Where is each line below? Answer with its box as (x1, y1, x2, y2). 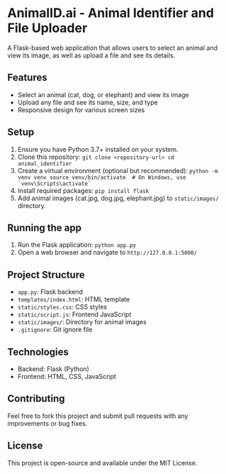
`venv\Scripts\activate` (17, 180, 91, 187)
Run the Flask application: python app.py (17, 241, 137, 249)
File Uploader (7, 20, 88, 36)
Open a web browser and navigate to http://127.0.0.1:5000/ (17, 248, 198, 257)
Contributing (7, 392, 65, 405)
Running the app (7, 221, 81, 233)
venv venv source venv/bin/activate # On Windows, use (17, 174, 186, 181)
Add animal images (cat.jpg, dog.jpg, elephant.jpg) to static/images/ (17, 194, 220, 202)
